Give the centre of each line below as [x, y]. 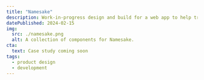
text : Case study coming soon [50, 51]
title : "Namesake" [29, 12]
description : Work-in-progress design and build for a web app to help [99, 17]
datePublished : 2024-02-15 [40, 23]
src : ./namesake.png [38, 34]
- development [29, 68]
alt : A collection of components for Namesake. [73, 40]
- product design [34, 62]
